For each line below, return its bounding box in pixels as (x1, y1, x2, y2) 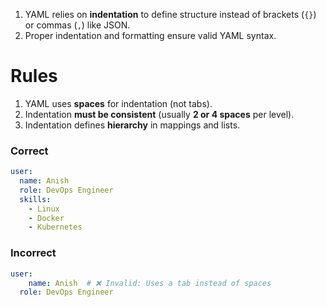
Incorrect (10, 246, 57, 260)
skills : (19, 194, 52, 204)
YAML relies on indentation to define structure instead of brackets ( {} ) (24, 9, 317, 20)
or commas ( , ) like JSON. (24, 19, 131, 31)
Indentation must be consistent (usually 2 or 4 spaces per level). (24, 108, 295, 120)
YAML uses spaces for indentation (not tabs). (24, 97, 213, 109)
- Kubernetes (28, 222, 83, 233)
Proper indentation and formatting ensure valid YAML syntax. (24, 30, 277, 41)
